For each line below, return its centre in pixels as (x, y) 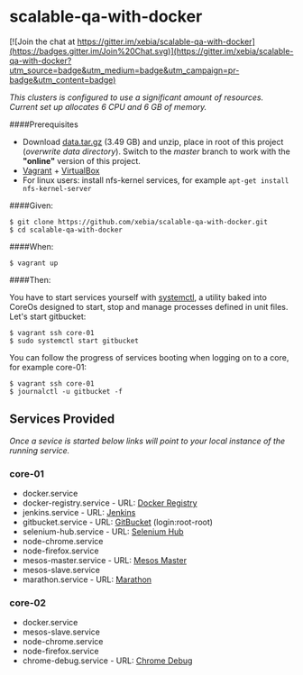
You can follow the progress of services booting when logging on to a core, (149, 357)
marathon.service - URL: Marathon (87, 579)
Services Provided (62, 420)
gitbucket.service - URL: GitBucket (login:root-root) (118, 522)
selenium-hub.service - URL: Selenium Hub (103, 532)
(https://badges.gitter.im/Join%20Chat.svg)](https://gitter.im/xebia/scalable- (151, 50)
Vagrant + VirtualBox (61, 170)
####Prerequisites (44, 124)
